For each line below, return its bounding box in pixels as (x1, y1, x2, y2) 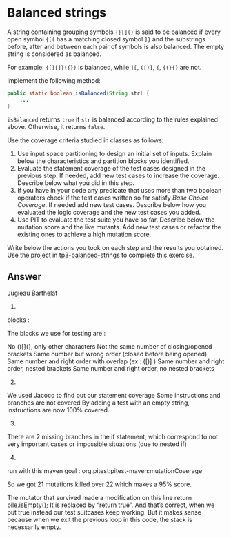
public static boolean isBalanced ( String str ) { (7, 90, 150, 97)
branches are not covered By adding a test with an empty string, (7, 398, 190, 407)
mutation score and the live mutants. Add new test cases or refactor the (17, 222, 221, 231)
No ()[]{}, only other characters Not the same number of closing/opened (7, 343, 212, 351)
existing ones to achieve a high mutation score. (17, 230, 152, 238)
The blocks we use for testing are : (7, 329, 106, 338)
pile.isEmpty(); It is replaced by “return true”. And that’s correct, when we (7, 501, 215, 509)
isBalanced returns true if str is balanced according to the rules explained (7, 115, 219, 124)
